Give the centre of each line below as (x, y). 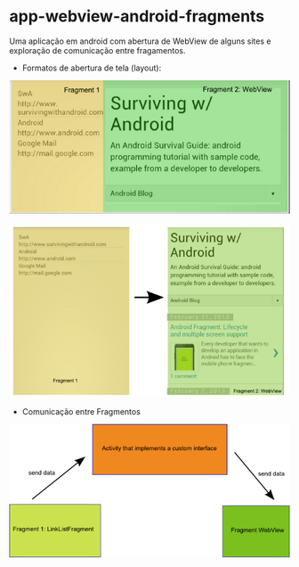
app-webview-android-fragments (137, 16)
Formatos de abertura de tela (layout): (92, 68)
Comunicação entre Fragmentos (81, 411)
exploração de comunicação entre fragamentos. (97, 50)
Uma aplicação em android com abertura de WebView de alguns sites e (140, 41)
